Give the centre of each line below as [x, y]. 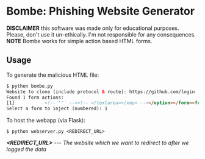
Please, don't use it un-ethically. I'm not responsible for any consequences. [101, 34]
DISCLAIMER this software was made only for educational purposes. [93, 28]
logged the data [27, 149]
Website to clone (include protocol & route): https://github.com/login [101, 92]
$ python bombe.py [30, 86]
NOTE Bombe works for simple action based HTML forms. [79, 41]
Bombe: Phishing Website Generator [101, 11]
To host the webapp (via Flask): [46, 121]
